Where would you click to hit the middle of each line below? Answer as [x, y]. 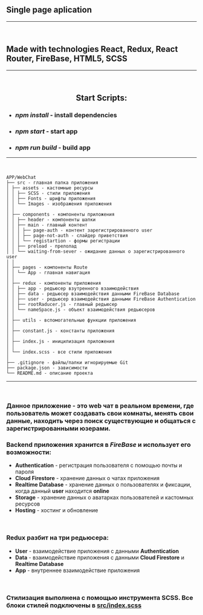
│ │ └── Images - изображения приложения [59, 204]
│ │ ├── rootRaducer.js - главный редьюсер [62, 305]
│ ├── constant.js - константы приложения [60, 331]
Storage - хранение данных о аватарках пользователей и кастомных [104, 498]
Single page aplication [49, 10]
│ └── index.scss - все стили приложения [59, 352]
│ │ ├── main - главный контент [47, 225]
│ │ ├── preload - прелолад [42, 246]
